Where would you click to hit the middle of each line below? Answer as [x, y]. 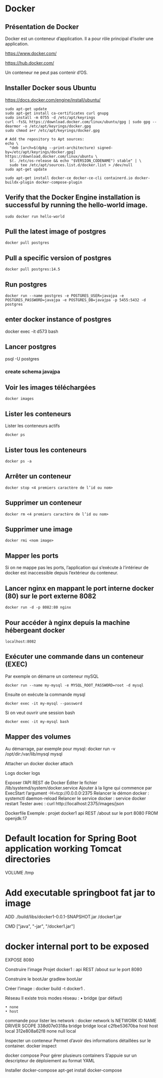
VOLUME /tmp [20, 873]
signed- [105, 148]
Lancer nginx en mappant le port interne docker [80, 588]
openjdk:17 [16, 818]
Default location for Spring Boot [71, 838]
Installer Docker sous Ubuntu [51, 88]
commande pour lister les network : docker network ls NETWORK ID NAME [81, 1021]
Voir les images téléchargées [50, 387]
